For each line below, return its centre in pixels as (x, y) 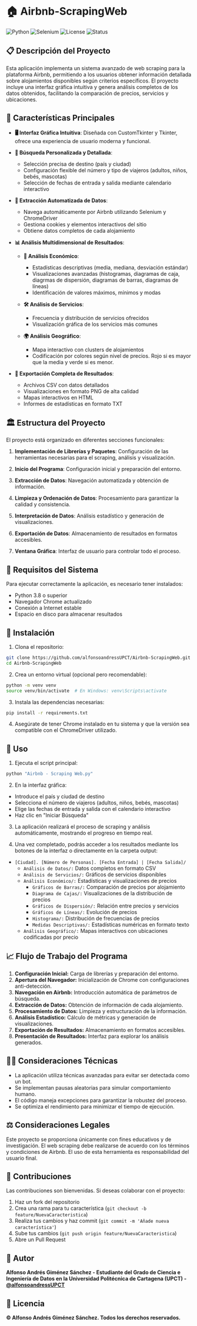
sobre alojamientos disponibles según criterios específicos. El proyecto (92, 81)
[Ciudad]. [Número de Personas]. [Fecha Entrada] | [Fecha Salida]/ (100, 863)
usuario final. (22, 1158)
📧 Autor (20, 1258)
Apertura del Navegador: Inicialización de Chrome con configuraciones (102, 979)
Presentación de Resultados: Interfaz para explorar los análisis (91, 1036)
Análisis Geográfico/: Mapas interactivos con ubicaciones (96, 931)
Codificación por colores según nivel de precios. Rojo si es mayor (111, 356)
